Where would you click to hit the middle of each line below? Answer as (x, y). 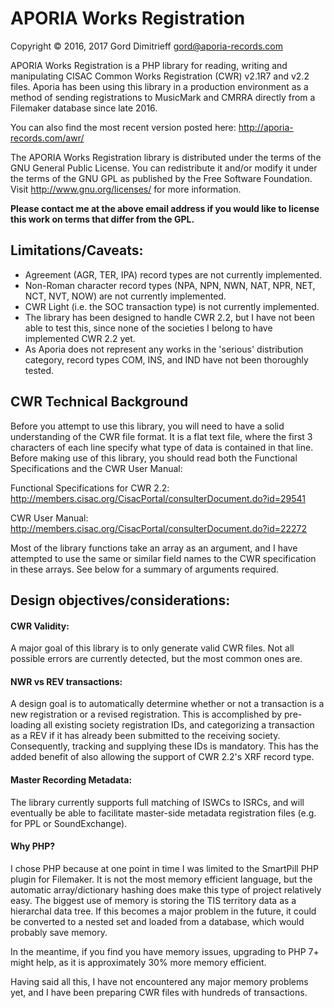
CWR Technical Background (99, 402)
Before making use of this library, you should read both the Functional (154, 458)
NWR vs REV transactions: (66, 681)
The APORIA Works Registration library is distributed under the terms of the (166, 157)
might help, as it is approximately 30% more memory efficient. (138, 962)
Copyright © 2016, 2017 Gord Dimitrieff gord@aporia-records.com (147, 46)
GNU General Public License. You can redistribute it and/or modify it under (164, 168)
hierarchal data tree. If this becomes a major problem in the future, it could (163, 911)
